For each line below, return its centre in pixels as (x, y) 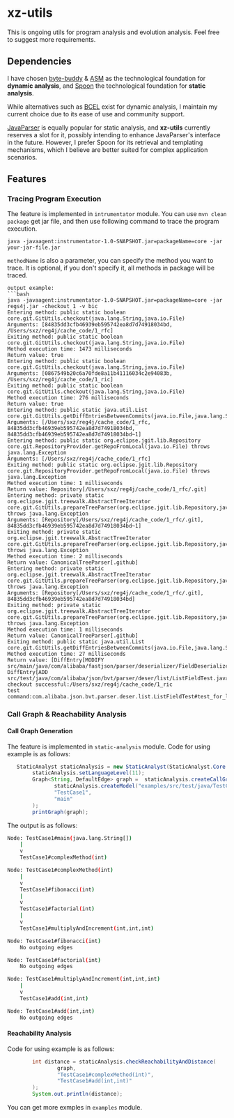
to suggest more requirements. (52, 39)
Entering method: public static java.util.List (78, 410)
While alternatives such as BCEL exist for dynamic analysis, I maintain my (112, 107)
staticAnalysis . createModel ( (96, 786)
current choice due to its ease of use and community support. (96, 114)
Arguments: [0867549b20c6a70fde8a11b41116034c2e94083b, (90, 374)
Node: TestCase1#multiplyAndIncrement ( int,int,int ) (84, 979)
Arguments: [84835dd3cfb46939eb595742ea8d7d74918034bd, (90, 325)
